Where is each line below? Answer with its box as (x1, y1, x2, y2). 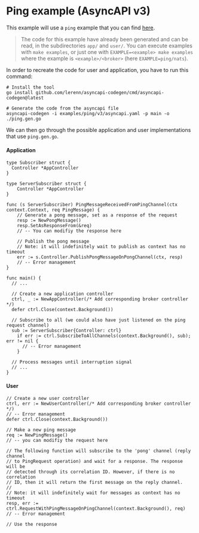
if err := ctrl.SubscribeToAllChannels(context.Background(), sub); (17, 333, 191, 339)
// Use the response (6, 522, 58, 528)
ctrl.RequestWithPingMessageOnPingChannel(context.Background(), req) (6, 505, 186, 512)
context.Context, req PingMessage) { (6, 207, 100, 213)
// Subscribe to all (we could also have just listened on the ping (11, 317, 186, 323)
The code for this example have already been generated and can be (20, 35, 188, 43)
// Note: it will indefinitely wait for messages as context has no (6, 490, 180, 496)
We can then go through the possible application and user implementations (6, 126, 191, 133)
